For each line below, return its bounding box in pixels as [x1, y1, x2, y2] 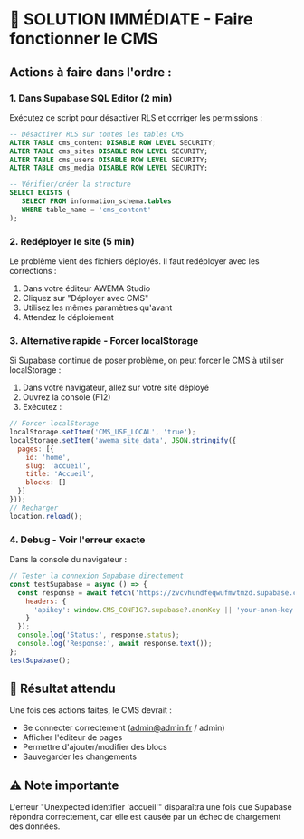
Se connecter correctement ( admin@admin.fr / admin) [22, 722, 225, 734]
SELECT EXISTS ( [9, 189, 71, 198]
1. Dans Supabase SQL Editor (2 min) [9, 92, 173, 104]
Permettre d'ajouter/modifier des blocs [22, 742, 167, 753]
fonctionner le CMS [9, 28, 158, 49]
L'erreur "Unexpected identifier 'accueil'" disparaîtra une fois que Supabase [9, 802, 292, 813]
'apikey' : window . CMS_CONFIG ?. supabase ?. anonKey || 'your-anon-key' [33, 605, 298, 614]
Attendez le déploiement [22, 311, 115, 322]
